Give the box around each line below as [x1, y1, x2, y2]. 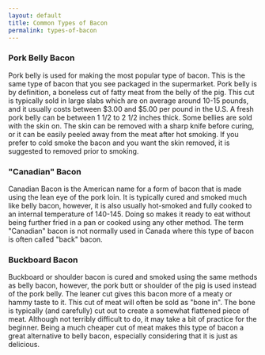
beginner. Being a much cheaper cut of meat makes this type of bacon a [8, 323, 244, 333]
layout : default [8, 11, 62, 20]
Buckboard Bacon [8, 254, 78, 265]
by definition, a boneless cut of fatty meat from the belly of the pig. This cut [8, 87, 255, 97]
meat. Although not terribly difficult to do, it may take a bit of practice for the [8, 315, 257, 324]
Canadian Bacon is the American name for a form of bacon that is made [8, 184, 242, 193]
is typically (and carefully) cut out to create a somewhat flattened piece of [8, 306, 249, 315]
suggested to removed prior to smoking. [8, 146, 139, 155]
